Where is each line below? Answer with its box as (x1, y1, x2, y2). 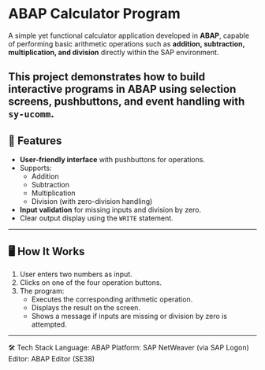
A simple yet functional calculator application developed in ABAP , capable (8, 31, 250, 40)
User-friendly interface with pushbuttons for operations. (19, 155, 206, 165)
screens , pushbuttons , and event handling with (8, 95, 245, 109)
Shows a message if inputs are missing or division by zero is (31, 311, 227, 320)
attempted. (31, 320, 67, 329)
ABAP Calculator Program (8, 5, 181, 23)
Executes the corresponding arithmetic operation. (31, 294, 193, 304)
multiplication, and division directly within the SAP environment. (8, 47, 219, 57)
